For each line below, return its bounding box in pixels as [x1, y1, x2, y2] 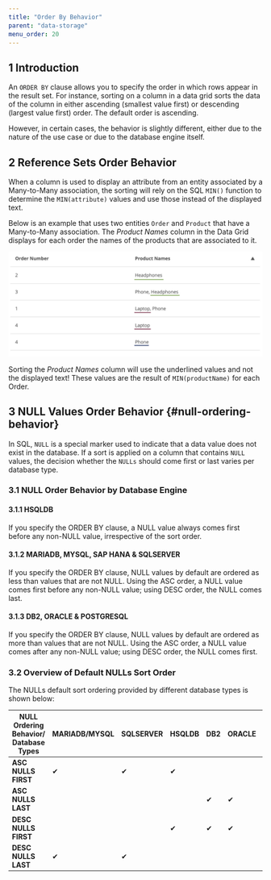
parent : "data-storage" [8, 21, 89, 30]
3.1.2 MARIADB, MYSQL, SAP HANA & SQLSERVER [8, 549, 181, 560]
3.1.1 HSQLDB [8, 505, 54, 515]
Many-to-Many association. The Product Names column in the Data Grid [8, 227, 249, 236]
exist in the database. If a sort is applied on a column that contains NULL [8, 448, 246, 457]
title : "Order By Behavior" [8, 13, 103, 21]
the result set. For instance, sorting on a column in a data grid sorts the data [8, 91, 261, 101]
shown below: [8, 694, 55, 703]
